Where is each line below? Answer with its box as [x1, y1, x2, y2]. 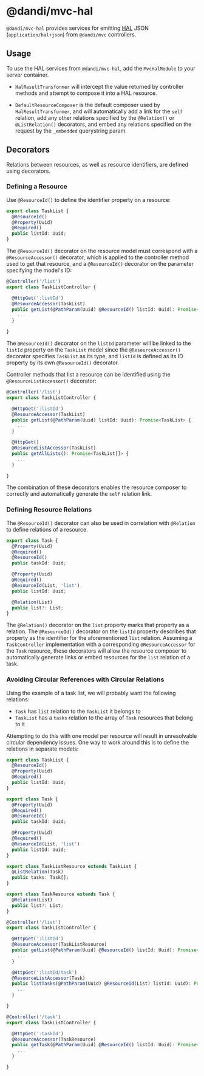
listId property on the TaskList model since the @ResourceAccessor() [6, 346, 181, 353]
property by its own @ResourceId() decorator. [6, 359, 120, 366]
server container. [6, 71, 49, 78]
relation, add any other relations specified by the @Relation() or [15, 114, 175, 121]
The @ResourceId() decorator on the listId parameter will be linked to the [6, 339, 191, 347]
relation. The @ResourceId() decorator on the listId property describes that [6, 628, 196, 635]
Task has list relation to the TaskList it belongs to [15, 707, 141, 715]
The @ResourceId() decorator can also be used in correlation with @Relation [6, 519, 195, 527]
